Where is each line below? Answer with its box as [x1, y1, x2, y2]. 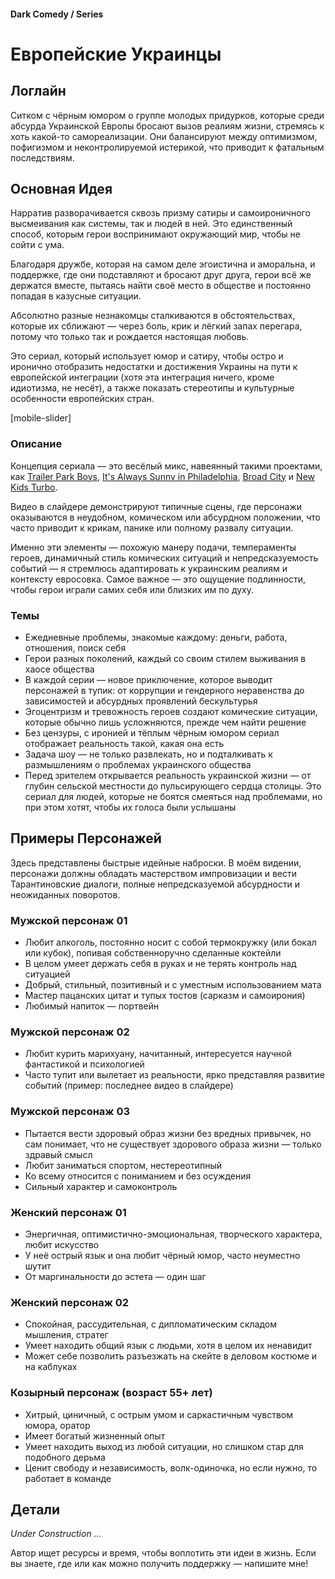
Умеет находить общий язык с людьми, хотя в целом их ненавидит [24, 1340, 313, 1352]
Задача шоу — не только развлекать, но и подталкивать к [24, 748, 273, 760]
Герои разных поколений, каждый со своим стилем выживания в [24, 653, 307, 664]
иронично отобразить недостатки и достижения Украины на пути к [10, 361, 298, 373]
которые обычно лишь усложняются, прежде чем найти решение [24, 716, 307, 728]
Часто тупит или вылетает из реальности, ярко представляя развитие [24, 1069, 325, 1081]
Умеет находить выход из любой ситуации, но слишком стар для [24, 1440, 304, 1452]
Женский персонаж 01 [10, 1205, 127, 1219]
